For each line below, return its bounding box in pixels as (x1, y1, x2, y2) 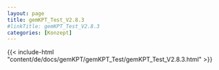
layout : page (7, 10, 45, 17)
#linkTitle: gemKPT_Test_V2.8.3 (7, 23, 100, 30)
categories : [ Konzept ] (7, 29, 72, 36)
